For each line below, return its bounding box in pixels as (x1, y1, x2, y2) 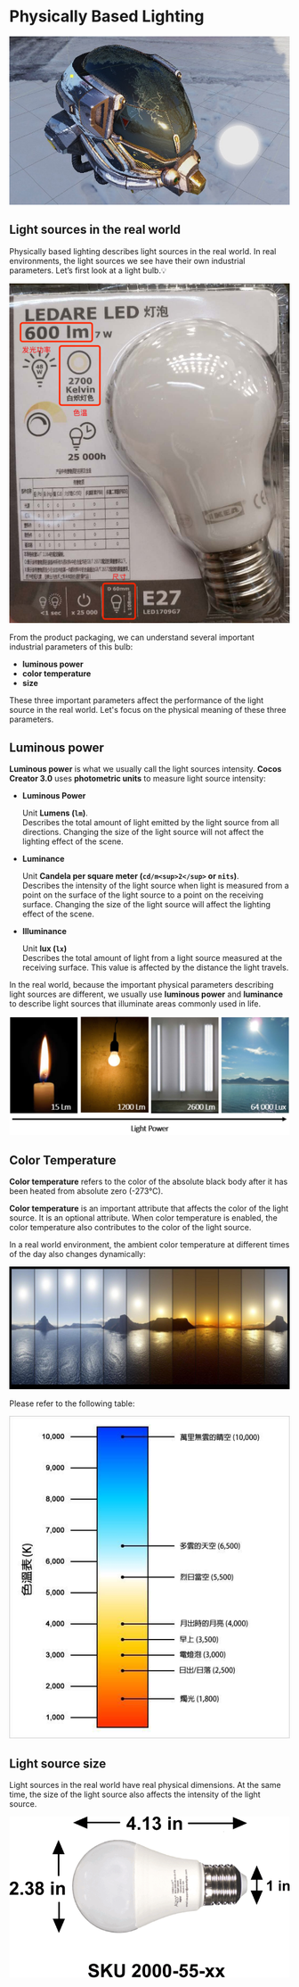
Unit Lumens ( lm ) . (21, 807, 88, 818)
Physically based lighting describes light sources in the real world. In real (9, 245, 277, 256)
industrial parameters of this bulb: (9, 642, 133, 652)
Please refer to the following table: (9, 1398, 135, 1409)
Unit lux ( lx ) (21, 943, 68, 954)
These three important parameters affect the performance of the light (9, 695, 264, 706)
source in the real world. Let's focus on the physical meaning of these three (9, 705, 287, 716)
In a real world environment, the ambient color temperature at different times (9, 1239, 290, 1250)
